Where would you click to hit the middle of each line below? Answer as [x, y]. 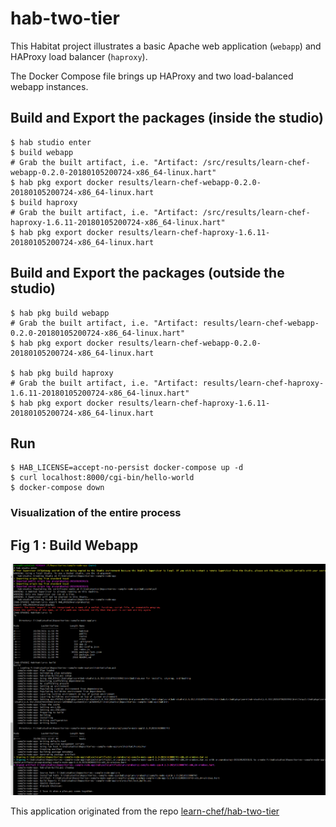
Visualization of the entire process [96, 513]
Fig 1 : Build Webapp [74, 545]
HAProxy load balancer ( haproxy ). [79, 56]
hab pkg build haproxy [66, 373]
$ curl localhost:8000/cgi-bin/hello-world [102, 478]
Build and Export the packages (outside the [147, 273]
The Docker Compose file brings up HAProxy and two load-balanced [152, 76]
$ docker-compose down [57, 488]
